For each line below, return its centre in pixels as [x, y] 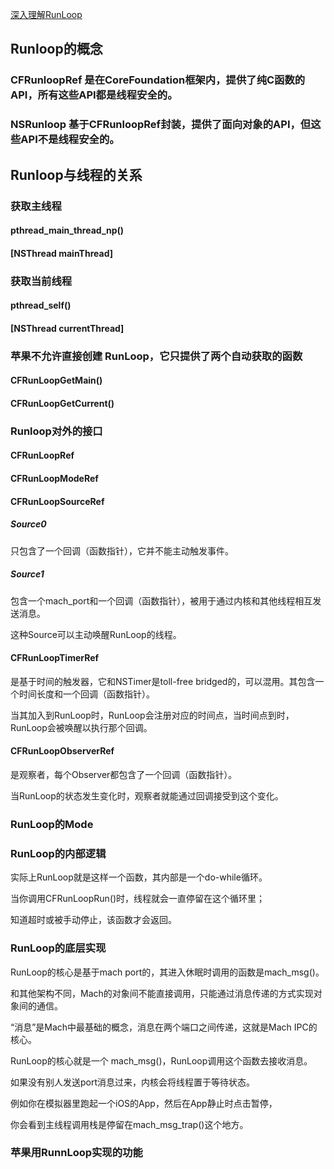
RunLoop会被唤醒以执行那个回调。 [81, 727]
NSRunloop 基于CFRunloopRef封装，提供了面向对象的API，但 [161, 125]
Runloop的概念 [56, 49]
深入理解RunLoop [46, 14]
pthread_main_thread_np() [67, 230]
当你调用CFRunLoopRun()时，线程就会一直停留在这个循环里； [138, 899]
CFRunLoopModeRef [54, 479]
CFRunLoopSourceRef [57, 501]
